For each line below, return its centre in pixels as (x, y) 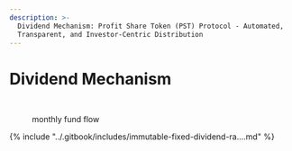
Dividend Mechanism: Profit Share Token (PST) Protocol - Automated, (151, 26)
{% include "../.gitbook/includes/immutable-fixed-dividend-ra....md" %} (142, 137)
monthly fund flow (66, 120)
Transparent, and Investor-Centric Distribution (110, 34)
